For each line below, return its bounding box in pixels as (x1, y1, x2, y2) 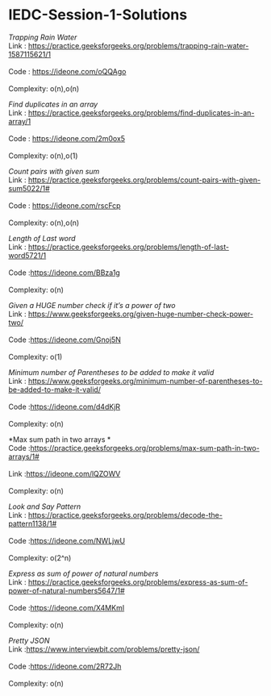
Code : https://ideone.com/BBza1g (8, 268, 121, 277)
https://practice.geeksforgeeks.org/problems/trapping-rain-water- (27, 40, 249, 50)
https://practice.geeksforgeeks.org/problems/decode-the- (27, 510, 223, 519)
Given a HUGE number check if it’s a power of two (8, 300, 176, 310)
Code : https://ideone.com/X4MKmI (8, 602, 125, 612)
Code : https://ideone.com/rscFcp (8, 200, 121, 210)
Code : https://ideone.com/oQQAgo (8, 66, 127, 76)
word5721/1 (8, 250, 47, 260)
